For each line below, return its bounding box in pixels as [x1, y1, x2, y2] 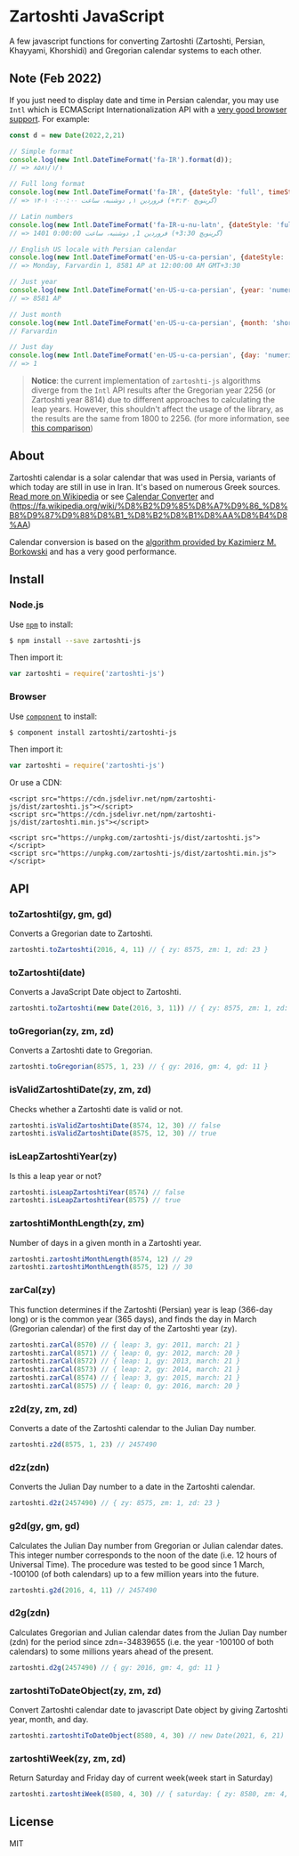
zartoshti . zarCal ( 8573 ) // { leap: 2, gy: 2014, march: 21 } [9, 1365, 241, 1374]
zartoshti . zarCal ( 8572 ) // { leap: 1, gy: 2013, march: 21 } [9, 1356, 241, 1366]
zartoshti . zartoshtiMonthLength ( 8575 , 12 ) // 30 [9, 1263, 193, 1272]
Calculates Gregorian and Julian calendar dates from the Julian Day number [9, 1627, 287, 1638]
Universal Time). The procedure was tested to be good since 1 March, [9, 1559, 265, 1569]
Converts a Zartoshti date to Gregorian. [9, 1045, 153, 1056]
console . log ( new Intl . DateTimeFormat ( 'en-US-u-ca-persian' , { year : [9, 286, 265, 295]
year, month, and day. [9, 1714, 89, 1724]
